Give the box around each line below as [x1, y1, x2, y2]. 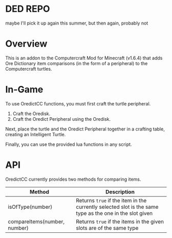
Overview [5, 38, 48, 50]
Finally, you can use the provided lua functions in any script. [5, 141, 132, 147]
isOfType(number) [8, 203, 53, 210]
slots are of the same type [76, 224, 139, 231]
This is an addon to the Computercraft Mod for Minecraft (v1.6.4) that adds [5, 55, 163, 61]
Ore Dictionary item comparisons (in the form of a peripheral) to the [5, 60, 148, 67]
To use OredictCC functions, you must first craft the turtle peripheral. [5, 100, 151, 106]
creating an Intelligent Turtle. [5, 131, 66, 137]
